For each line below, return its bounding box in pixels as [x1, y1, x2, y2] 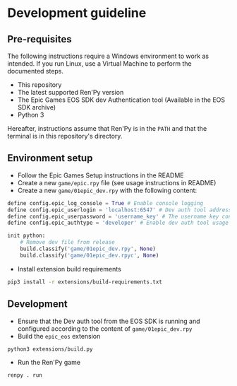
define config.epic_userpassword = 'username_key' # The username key [7, 213, 219, 220]
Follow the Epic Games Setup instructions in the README [17, 171, 185, 180]
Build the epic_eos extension [17, 332, 101, 340]
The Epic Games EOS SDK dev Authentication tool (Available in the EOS [17, 95, 226, 104]
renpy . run [7, 372, 42, 379]
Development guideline [7, 5, 147, 21]
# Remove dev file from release [20, 239, 115, 246]
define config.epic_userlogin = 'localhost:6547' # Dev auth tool [7, 206, 207, 214]
